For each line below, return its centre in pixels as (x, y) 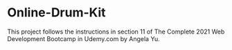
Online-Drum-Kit (56, 13)
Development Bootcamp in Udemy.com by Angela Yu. (84, 38)
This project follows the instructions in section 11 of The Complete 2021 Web (116, 32)
